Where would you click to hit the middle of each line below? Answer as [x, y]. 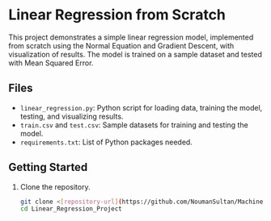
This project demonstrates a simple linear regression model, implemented [131, 37]
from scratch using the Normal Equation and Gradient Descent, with [121, 45]
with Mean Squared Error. [51, 63]
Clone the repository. [55, 186]
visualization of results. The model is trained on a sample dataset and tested [135, 54]
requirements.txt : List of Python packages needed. [106, 142]
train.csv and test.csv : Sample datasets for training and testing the [134, 125]
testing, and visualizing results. [72, 116]
